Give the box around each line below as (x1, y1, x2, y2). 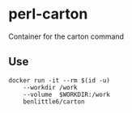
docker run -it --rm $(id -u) (8, 76, 111, 85)
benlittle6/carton (23, 98, 85, 106)
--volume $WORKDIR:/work (23, 90, 111, 98)
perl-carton (8, 5, 88, 23)
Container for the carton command (8, 31, 124, 41)
